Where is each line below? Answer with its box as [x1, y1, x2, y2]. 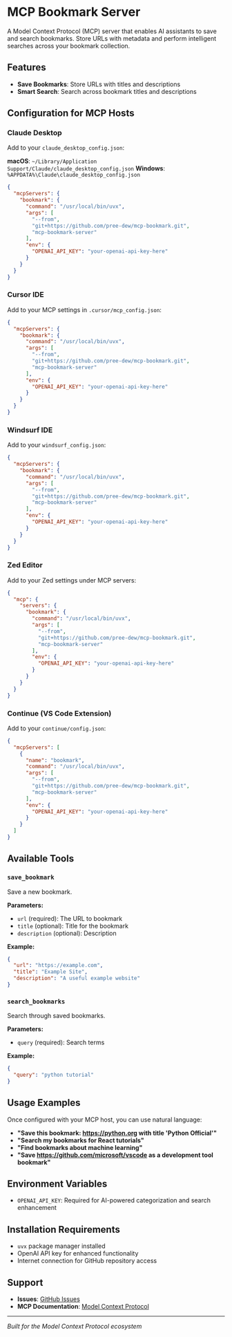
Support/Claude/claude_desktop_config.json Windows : [7, 164, 166, 173]
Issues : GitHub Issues [17, 1295, 81, 1303]
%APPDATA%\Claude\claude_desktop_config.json [7, 172, 140, 179]
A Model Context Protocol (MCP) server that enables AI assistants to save [7, 27, 217, 35]
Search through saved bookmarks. [7, 1012, 106, 1020]
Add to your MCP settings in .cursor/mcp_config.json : [7, 305, 162, 314]
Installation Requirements [7, 1223, 121, 1236]
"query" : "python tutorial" [13, 1071, 95, 1079]
